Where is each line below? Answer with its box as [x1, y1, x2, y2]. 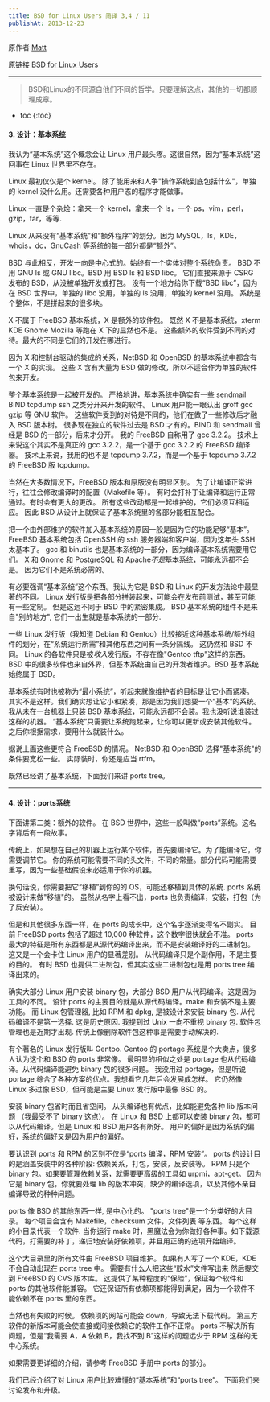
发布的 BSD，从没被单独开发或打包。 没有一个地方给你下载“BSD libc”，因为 [8, 278, 258, 287]
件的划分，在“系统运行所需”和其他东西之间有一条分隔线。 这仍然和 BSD [8, 639, 244, 649]
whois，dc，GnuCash [8, 241, 82, 250]
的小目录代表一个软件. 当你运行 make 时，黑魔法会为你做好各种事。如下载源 [8, 1226, 260, 1235]
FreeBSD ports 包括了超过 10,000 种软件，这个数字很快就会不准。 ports [17, 929, 255, 938]
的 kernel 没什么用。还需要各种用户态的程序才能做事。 [8, 186, 188, 196]
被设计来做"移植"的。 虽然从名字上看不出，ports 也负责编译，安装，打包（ [8, 892, 255, 901]
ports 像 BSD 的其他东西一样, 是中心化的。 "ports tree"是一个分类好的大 [8, 1206, 246, 1215]
